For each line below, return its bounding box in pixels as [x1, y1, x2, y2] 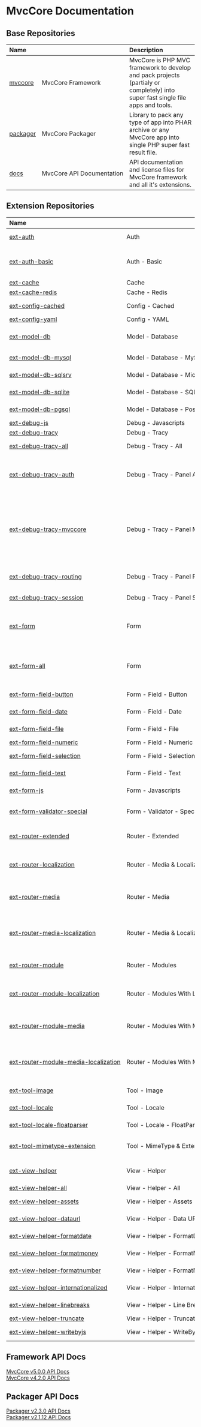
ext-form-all [9, 661, 46, 670]
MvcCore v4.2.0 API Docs [6, 1374, 70, 1381]
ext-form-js [9, 786, 44, 795]
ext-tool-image [9, 1086, 54, 1095]
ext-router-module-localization [9, 989, 100, 997]
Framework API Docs [6, 1352, 86, 1362]
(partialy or [129, 79, 160, 86]
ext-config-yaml [9, 315, 57, 323]
